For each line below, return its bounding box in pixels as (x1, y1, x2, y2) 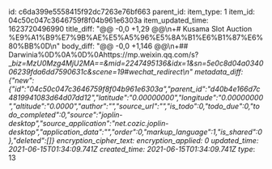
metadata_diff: (193, 67, 244, 76)
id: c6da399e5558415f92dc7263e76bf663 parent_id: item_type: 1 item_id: (8, 7, 255, 16)
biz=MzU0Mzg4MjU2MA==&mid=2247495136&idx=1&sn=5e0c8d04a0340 (11, 58, 264, 68)
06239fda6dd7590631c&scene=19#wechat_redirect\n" (8, 67, 193, 76)
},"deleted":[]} (8, 136, 55, 145)
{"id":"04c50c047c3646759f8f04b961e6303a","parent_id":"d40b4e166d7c (8, 84, 261, 94)
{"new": (8, 76, 35, 85)
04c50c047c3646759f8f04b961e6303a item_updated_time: (8, 15, 209, 25)
